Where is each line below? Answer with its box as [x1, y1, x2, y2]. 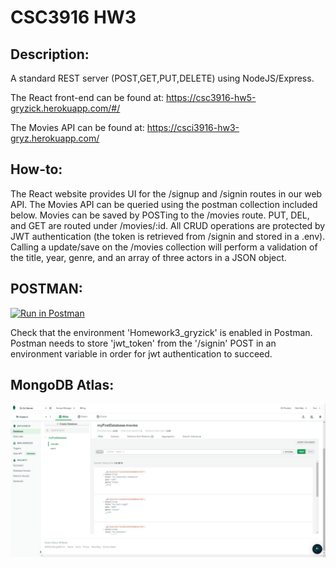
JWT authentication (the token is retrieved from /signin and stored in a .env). [10, 230, 326, 242]
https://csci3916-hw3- [146, 122, 240, 133]
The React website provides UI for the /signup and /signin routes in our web [10, 187, 323, 200]
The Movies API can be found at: [10, 122, 145, 133]
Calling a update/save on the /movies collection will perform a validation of [10, 241, 318, 253]
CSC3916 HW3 [10, 6, 137, 29]
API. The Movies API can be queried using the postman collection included [10, 198, 318, 210]
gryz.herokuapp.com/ [10, 132, 100, 144]
